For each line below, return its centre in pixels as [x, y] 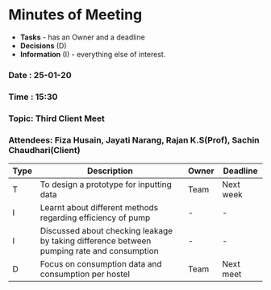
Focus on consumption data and [101, 264]
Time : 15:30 [33, 97]
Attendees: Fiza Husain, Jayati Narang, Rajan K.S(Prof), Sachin [134, 140]
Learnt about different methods [99, 207]
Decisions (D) [43, 45]
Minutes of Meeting [75, 15]
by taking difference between [96, 241]
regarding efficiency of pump [95, 217]
